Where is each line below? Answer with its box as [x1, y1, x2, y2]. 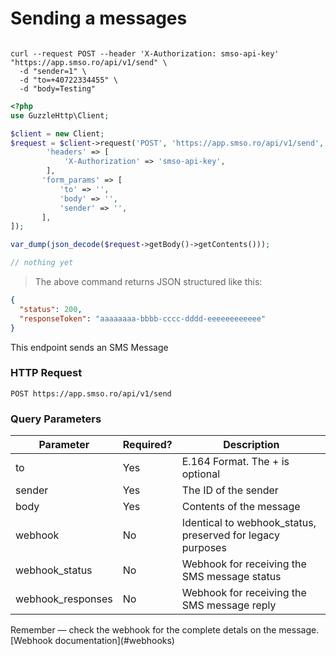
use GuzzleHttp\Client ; [10, 110, 110, 121]
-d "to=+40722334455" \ [19, 75, 118, 85]
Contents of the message [181, 500, 301, 514]
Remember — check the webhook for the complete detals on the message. [10, 624, 320, 636]
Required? [122, 438, 173, 452]
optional [181, 467, 221, 481]
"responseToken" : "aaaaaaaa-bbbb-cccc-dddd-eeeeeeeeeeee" [19, 313, 267, 324]
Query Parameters [10, 412, 102, 426]
